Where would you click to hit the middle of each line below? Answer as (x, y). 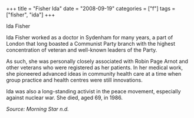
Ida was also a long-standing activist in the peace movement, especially (93, 91)
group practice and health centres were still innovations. (74, 80)
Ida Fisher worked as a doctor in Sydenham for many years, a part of (90, 37)
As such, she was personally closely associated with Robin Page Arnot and (97, 61)
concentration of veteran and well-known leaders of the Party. (82, 50)
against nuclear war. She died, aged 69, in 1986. (64, 97)
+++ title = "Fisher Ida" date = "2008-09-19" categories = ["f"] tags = (91, 9)
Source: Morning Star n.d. (37, 109)
